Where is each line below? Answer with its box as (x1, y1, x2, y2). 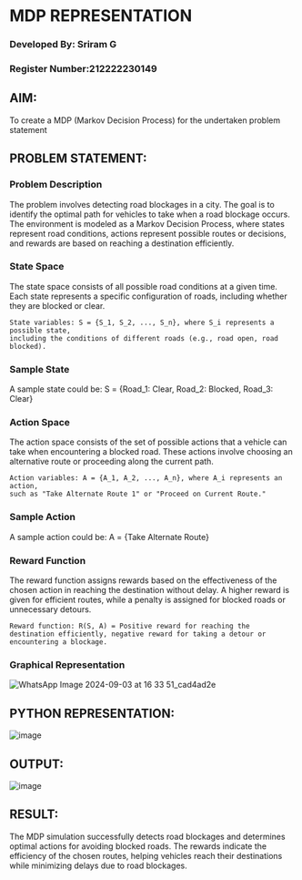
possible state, (9, 325, 71, 335)
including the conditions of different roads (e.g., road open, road (9, 333, 279, 343)
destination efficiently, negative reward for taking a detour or (9, 629, 267, 639)
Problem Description (9, 179, 103, 191)
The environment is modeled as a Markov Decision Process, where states (9, 218, 285, 229)
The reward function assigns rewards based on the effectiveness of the (9, 575, 277, 586)
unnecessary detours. (9, 604, 92, 615)
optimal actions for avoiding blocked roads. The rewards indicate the (9, 840, 267, 852)
